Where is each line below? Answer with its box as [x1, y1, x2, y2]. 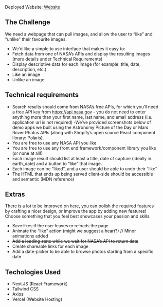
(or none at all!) [12, 150, 43, 156]
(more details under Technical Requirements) [12, 56, 103, 62]
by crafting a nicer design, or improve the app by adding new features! [5, 208, 146, 214]
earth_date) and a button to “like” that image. [12, 161, 102, 166]
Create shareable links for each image [12, 243, 89, 250]
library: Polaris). [12, 135, 44, 141]
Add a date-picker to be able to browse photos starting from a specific [12, 249, 154, 254]
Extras [5, 190, 25, 199]
